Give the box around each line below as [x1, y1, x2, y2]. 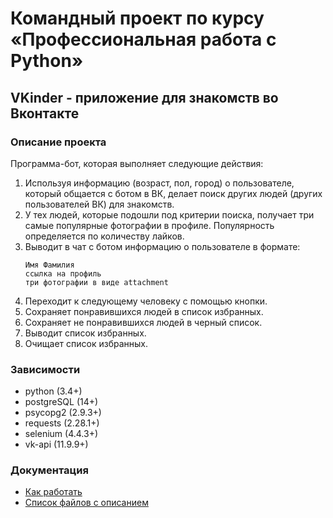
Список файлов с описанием [24, 497, 149, 509]
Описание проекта [10, 135, 107, 149]
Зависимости [10, 362, 81, 376]
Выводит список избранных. [24, 327, 147, 339]
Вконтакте [10, 105, 80, 122]
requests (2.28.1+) [24, 417, 100, 429]
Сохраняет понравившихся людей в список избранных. [24, 305, 264, 317]
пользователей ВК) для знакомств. [24, 198, 175, 210]
